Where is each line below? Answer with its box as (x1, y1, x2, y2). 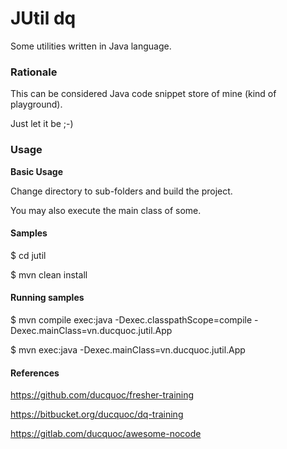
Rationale (10, 65, 58, 79)
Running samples (10, 292, 85, 304)
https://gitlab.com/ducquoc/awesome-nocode (10, 428, 202, 440)
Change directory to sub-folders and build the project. (10, 185, 233, 197)
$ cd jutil (10, 249, 47, 261)
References (10, 367, 60, 379)
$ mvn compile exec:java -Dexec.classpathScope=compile (10, 313, 253, 326)
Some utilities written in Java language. (10, 40, 172, 52)
